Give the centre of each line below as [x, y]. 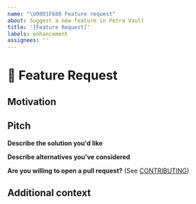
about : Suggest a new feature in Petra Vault [76, 21]
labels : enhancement [38, 34]
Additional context [49, 193]
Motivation [32, 101]
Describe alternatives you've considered [69, 156]
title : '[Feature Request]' [49, 27]
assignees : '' [28, 41]
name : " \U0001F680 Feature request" [61, 14]
